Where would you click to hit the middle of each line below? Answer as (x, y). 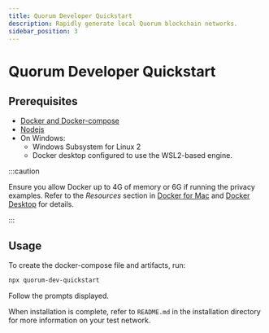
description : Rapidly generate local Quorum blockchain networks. (123, 24)
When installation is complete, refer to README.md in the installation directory (135, 312)
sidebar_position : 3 (43, 31)
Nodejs (32, 129)
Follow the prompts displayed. (59, 296)
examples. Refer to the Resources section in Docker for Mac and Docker (129, 195)
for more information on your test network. (80, 320)
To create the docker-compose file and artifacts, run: (97, 265)
